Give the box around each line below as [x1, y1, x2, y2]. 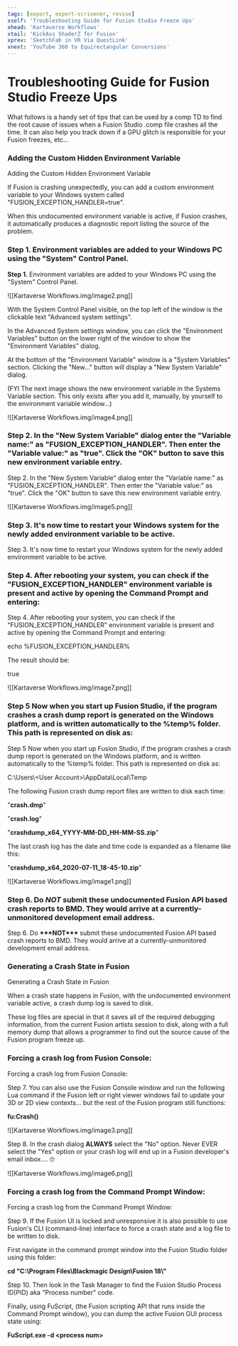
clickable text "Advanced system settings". [7, 312, 133, 321]
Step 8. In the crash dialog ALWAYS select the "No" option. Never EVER [7, 1139, 218, 1148]
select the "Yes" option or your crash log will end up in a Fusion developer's [7, 1147, 229, 1155]
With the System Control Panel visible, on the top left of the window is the [7, 305, 223, 314]
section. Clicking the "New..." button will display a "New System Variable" [7, 363, 222, 371]
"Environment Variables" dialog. [7, 341, 101, 350]
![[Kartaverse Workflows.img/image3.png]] [7, 1126, 133, 1134]
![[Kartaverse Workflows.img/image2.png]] [7, 291, 133, 299]
